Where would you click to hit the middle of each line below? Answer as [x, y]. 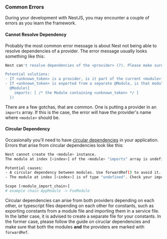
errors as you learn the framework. [41, 23]
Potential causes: [24, 168]
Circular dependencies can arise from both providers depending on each [80, 200]
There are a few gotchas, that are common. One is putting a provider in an [81, 107]
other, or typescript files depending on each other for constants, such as [80, 206]
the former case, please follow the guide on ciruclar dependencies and [78, 221]
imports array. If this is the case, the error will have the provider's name [78, 112]
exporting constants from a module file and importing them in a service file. [82, 211]
